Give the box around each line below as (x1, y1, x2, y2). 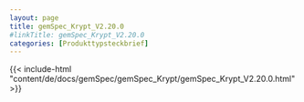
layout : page (9, 13, 59, 23)
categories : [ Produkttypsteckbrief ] (9, 38, 149, 48)
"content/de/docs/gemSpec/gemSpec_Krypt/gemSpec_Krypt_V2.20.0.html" (9, 74, 296, 85)
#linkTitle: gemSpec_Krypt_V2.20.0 (9, 30, 145, 39)
